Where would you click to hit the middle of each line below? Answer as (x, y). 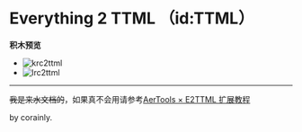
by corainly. (31, 117)
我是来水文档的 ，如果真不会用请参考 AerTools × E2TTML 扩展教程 (130, 99)
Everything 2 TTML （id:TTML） (132, 18)
